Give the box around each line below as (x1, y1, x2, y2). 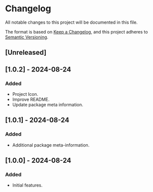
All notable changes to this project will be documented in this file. (5, 19, 138, 25)
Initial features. (12, 182, 43, 188)
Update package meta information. (12, 102, 83, 108)
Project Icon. (12, 91, 38, 97)
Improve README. (12, 97, 50, 103)
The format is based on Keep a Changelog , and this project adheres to (5, 29, 148, 35)
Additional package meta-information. (12, 142, 90, 148)
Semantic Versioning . (5, 34, 48, 40)
